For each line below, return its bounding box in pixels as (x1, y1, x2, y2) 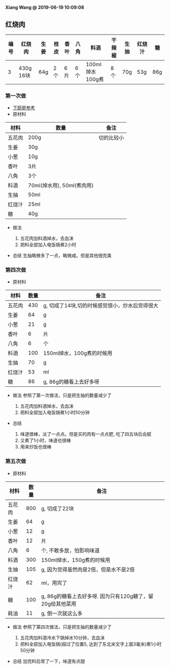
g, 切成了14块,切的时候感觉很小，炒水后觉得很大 (43, 302, 158, 309)
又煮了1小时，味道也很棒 (20, 437, 71, 444)
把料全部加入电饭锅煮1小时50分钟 (20, 409, 90, 416)
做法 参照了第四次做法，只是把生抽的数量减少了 (12, 624, 112, 630)
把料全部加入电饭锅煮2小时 (20, 241, 77, 248)
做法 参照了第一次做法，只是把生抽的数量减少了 (12, 392, 112, 399)
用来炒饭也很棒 (20, 444, 52, 450)
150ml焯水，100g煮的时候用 (43, 350, 112, 357)
